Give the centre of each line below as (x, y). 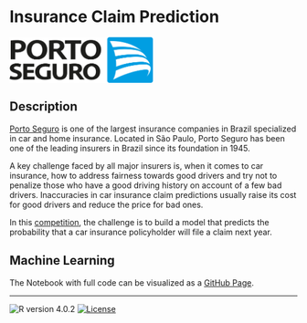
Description (43, 107)
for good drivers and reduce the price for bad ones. (106, 204)
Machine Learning (63, 260)
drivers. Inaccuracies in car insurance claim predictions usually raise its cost (153, 194)
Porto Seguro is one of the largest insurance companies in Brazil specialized (153, 129)
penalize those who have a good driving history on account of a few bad (146, 185)
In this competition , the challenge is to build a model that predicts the (139, 222)
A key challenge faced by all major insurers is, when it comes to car (137, 165)
